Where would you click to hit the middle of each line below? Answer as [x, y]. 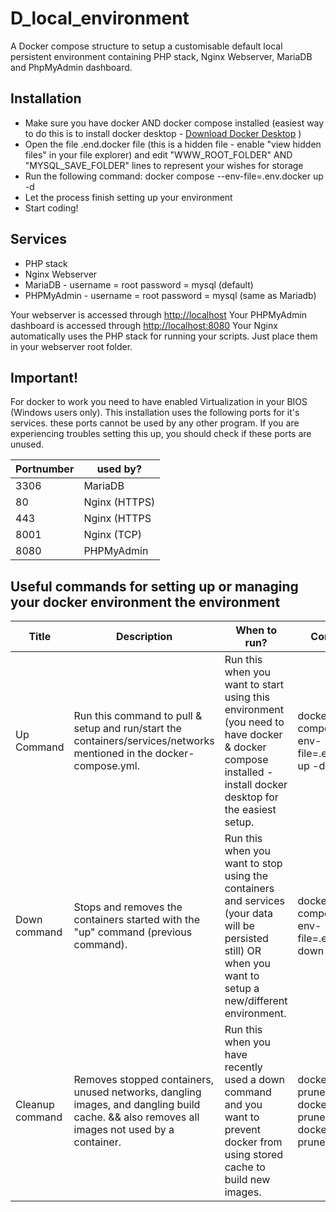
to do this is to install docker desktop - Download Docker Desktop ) [163, 133]
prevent [242, 1130]
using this [247, 697]
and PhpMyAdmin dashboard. [71, 67]
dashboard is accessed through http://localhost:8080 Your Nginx [144, 325]
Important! [44, 377]
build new [247, 1180]
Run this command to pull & [138, 716]
